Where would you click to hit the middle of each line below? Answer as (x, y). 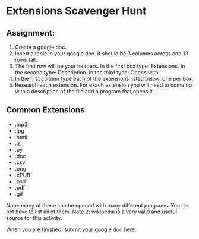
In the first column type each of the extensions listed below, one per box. (104, 79)
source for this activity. (34, 218)
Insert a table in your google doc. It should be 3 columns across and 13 (102, 54)
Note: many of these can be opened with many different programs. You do (97, 205)
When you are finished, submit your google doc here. (71, 229)
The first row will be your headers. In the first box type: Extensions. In (100, 66)
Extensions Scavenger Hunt (76, 11)
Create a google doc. (41, 47)
